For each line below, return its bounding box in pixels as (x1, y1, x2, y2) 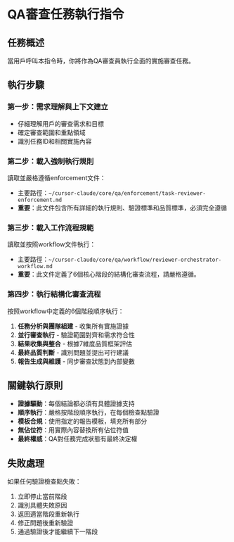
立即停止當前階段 (17, 492, 67, 500)
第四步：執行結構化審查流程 (7, 289, 101, 299)
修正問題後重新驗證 (17, 519, 74, 527)
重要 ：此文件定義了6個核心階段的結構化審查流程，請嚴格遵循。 (17, 270, 200, 279)
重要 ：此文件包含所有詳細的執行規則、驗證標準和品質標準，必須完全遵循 (17, 203, 227, 212)
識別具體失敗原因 (17, 501, 67, 510)
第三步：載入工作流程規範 (7, 222, 94, 232)
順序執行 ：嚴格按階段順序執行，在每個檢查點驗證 (17, 408, 160, 417)
